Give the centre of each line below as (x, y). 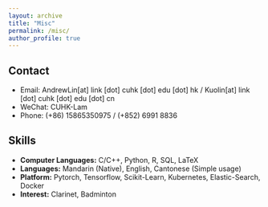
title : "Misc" (32, 23)
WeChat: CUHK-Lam (54, 107)
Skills (22, 141)
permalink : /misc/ (39, 30)
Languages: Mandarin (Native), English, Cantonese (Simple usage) (131, 168)
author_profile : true (45, 38)
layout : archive (35, 16)
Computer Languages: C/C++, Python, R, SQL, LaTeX (109, 160)
